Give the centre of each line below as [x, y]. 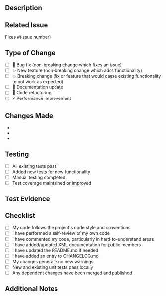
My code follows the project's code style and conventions [71, 228]
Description [24, 8]
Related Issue [27, 25]
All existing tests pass [34, 166]
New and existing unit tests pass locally [53, 267]
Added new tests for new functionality [51, 172]
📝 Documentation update [38, 87]
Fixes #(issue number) [28, 37]
